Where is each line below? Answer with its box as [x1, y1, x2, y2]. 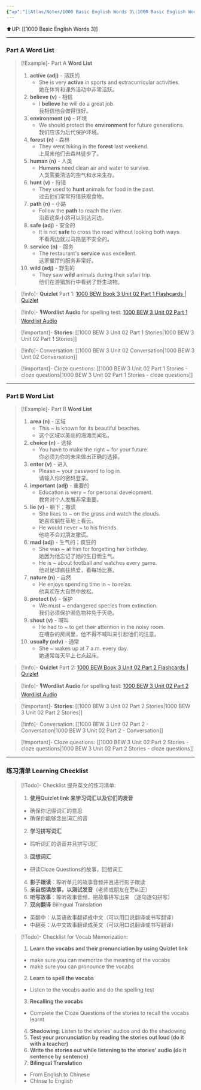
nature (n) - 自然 [29, 574, 72, 581]
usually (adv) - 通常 [29, 638, 80, 645]
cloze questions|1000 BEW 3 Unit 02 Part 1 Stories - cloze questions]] [20, 371, 193, 378]
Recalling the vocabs [29, 998, 84, 1005]
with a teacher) [29, 1040, 69, 1047]
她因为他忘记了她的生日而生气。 [38, 553, 118, 560]
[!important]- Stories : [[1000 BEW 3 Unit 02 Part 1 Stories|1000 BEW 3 [20, 328, 194, 336]
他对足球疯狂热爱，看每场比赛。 [38, 567, 118, 574]
